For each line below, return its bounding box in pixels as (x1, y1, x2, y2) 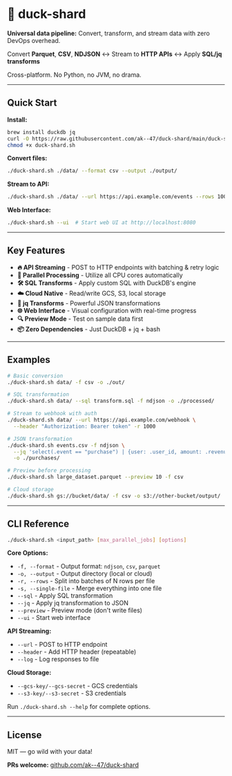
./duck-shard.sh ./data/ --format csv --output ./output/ (7, 167, 177, 175)
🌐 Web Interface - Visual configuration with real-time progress (17, 306, 197, 314)
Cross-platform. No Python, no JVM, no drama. (7, 70, 142, 79)
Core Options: (7, 549, 48, 557)
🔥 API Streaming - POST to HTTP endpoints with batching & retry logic (17, 263, 220, 272)
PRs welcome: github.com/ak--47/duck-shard (7, 761, 139, 769)
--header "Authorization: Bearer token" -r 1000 (13, 423, 156, 430)
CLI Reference (7, 518, 70, 530)
